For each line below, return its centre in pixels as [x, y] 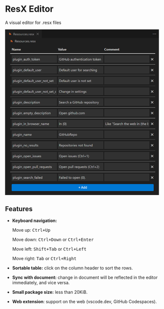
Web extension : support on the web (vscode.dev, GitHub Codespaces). [84, 302]
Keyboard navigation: [34, 221]
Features [19, 209]
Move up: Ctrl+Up [31, 230]
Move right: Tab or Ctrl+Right [44, 259]
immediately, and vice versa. [41, 283]
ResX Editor [29, 9]
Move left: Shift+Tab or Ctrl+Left [49, 249]
